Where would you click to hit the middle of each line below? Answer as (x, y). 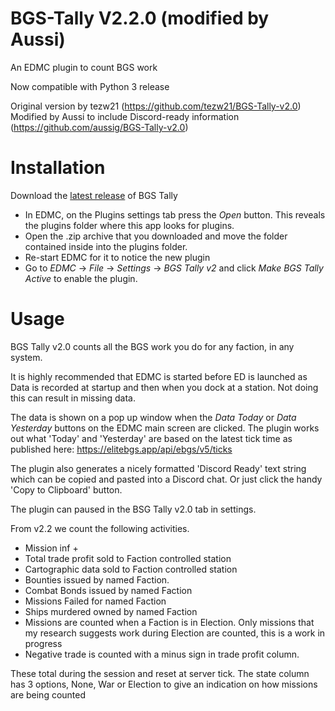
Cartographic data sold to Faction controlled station (131, 569)
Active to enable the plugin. (81, 278)
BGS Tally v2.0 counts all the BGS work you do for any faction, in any (152, 346)
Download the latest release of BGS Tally (94, 195)
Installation (58, 168)
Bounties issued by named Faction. (97, 579)
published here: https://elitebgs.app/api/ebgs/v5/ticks (121, 449)
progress (43, 643)
